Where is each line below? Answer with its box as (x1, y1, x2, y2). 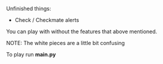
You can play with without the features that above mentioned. (6, 28, 158, 35)
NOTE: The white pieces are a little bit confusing (6, 40, 125, 46)
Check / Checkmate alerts (14, 17, 79, 23)
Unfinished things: (6, 5, 51, 12)
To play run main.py (6, 51, 56, 58)
